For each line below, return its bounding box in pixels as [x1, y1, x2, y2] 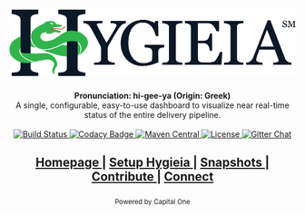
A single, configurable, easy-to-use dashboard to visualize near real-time [15, 100, 290, 111]
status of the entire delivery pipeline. [84, 109, 221, 120]
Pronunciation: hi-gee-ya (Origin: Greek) [74, 90, 231, 101]
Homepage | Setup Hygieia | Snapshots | [35, 155, 270, 171]
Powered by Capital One [114, 197, 191, 206]
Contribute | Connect [91, 169, 214, 185]
